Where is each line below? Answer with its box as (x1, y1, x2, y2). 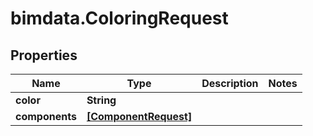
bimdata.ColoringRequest (10, 7, 229, 30)
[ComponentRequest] (86, 110, 193, 123)
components (15, 110, 77, 123)
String (86, 93, 117, 107)
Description (201, 77, 259, 90)
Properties (10, 47, 78, 64)
